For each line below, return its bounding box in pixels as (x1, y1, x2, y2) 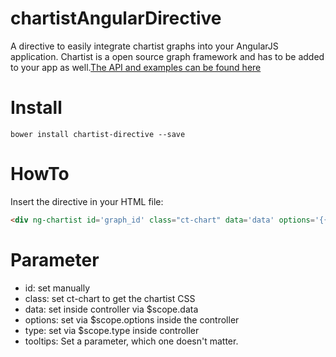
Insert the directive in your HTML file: (10, 195, 164, 207)
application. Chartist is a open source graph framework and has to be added (10, 50, 325, 62)
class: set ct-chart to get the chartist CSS (24, 292, 196, 304)
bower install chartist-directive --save (10, 129, 186, 139)
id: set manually (24, 282, 91, 294)
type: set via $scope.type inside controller (24, 324, 200, 336)
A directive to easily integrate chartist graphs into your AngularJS (10, 40, 279, 52)
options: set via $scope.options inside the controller (24, 313, 240, 326)
